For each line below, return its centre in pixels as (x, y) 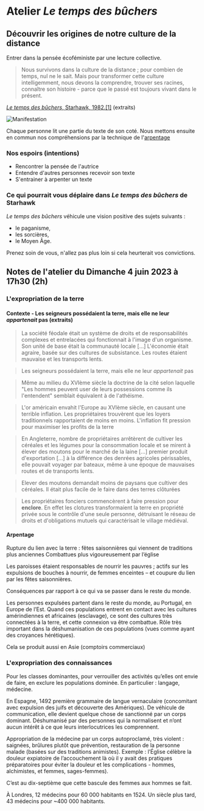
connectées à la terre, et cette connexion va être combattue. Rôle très (94, 622)
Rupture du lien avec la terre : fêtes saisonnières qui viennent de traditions (100, 548)
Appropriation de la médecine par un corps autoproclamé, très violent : (95, 738)
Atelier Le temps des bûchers (82, 11)
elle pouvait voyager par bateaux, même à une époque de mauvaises (108, 465)
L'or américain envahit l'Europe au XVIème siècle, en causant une (103, 408)
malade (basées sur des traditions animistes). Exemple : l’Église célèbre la (99, 751)
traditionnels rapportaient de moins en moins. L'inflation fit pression (106, 420)
